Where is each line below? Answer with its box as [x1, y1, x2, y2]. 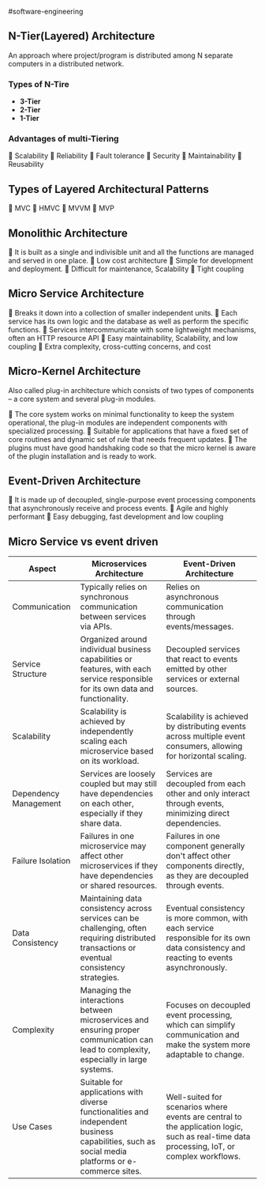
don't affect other [166, 850, 231, 861]
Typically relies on [80, 581, 147, 592]
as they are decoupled [166, 870, 249, 881]
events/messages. [166, 621, 234, 632]
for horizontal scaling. [166, 750, 247, 762]
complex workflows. [166, 1151, 241, 1162]
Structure [12, 668, 47, 679]
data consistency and [166, 943, 246, 954]
